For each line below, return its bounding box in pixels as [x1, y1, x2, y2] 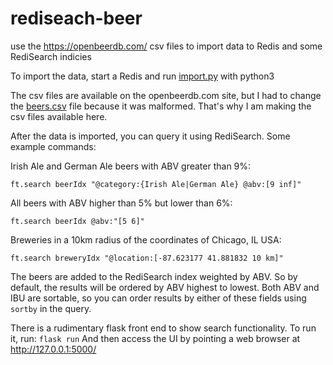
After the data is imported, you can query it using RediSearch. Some [10, 130, 291, 142]
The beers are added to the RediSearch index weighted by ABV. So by [10, 270, 298, 282]
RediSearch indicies [10, 50, 92, 62]
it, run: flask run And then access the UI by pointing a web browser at [10, 332, 301, 344]
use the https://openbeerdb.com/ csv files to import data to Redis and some [10, 40, 323, 52]
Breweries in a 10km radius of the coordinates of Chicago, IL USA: [10, 233, 282, 246]
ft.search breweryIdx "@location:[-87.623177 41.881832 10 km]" [10, 253, 284, 263]
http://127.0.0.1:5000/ [10, 343, 97, 355]
